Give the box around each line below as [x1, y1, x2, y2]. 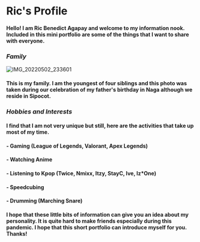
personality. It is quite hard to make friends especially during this [6, 217, 172, 225]
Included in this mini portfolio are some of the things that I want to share [6, 31, 189, 38]
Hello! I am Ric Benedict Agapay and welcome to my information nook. [6, 24, 185, 31]
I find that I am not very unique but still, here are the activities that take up [6, 122, 194, 130]
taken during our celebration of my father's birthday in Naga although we [6, 86, 193, 93]
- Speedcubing [6, 183, 44, 190]
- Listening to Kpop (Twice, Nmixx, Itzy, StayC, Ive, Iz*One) [6, 169, 157, 177]
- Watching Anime [6, 156, 53, 163]
